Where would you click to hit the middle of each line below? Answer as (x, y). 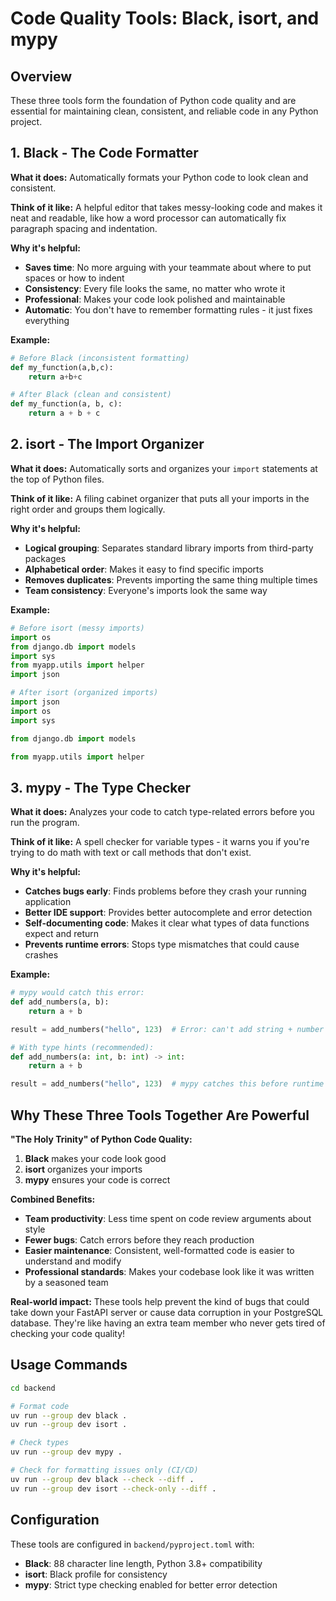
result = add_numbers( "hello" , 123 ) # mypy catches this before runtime (167, 1084)
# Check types (40, 1443)
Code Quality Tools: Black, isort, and (165, 18)
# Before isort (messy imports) (77, 628)
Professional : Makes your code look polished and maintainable (155, 299)
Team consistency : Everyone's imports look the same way (146, 590)
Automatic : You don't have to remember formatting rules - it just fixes (168, 309)
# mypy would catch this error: (77, 993)
